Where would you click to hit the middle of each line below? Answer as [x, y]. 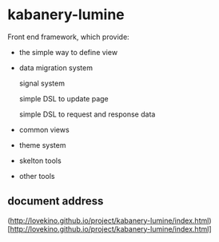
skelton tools [40, 161]
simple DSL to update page [64, 98]
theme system [42, 145]
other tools [37, 176]
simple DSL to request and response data [87, 114]
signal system [42, 83]
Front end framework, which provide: [68, 37]
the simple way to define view [68, 52]
